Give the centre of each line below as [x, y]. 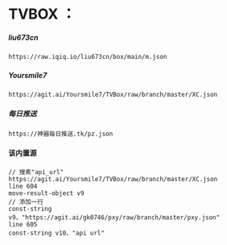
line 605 [23, 224]
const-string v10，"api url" [56, 233]
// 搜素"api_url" [36, 172]
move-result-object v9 [46, 193]
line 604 [23, 186]
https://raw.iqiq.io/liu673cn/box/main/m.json [88, 57]
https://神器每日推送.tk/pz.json [61, 134]
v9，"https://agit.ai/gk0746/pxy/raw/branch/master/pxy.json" [114, 217]
